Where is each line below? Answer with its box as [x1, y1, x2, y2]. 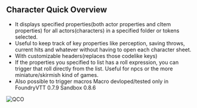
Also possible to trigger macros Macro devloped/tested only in [14, 78, 169, 85]
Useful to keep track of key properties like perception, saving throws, [14, 39, 185, 47]
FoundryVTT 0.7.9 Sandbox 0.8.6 [14, 84, 96, 91]
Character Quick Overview [6, 5, 107, 15]
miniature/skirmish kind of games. [14, 71, 98, 78]
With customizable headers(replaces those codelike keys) [14, 52, 158, 59]
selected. [14, 33, 38, 41]
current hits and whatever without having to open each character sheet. [14, 46, 192, 53]
